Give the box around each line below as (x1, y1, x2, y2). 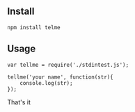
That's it (7, 97, 31, 106)
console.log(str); (19, 79, 73, 86)
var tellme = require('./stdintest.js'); (7, 61, 129, 68)
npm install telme (7, 24, 61, 31)
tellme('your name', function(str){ (7, 73, 113, 81)
